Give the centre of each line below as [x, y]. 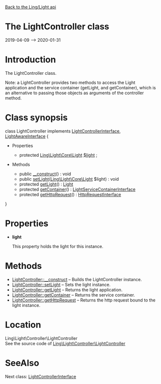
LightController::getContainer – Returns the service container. [73, 295]
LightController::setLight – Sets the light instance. [61, 284]
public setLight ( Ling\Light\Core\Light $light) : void [69, 179]
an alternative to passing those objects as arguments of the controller [74, 93]
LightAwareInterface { [27, 136]
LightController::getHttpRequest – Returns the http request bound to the [84, 300]
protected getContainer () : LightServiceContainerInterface [77, 189]
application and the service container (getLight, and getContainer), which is [80, 87]
